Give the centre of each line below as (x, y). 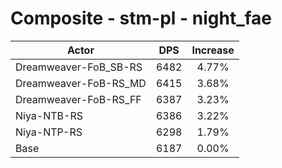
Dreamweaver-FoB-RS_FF (78, 99)
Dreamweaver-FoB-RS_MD (81, 83)
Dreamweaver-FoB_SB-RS (79, 67)
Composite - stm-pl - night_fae (141, 18)
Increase (213, 50)
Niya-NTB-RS (49, 115)
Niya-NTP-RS (49, 132)
